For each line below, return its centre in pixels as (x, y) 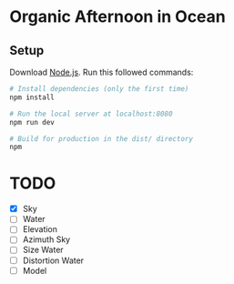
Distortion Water (53, 260)
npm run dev (32, 122)
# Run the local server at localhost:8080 (91, 114)
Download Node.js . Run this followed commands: (102, 72)
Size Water (43, 250)
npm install (32, 97)
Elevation (40, 229)
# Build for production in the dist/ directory (102, 138)
